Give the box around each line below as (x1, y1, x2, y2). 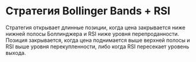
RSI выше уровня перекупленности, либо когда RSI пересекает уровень (5, 43, 189, 50)
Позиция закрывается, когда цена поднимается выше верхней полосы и (5, 36, 191, 44)
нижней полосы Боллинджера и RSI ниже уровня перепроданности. (5, 30, 179, 37)
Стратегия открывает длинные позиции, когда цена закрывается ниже (5, 24, 185, 31)
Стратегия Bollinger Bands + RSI (5, 4, 170, 18)
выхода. (5, 49, 26, 56)
